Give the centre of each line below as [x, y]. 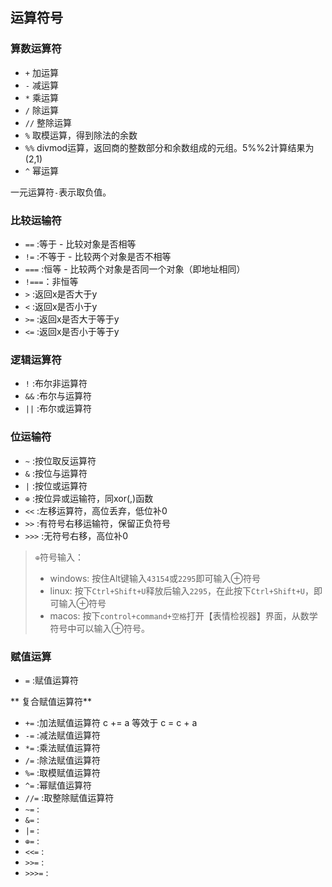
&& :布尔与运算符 [58, 396]
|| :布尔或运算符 [58, 409]
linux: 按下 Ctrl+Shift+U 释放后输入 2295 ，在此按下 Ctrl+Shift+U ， [181, 590]
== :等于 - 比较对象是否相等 [80, 244]
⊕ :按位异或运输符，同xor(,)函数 [89, 498]
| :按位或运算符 [56, 485]
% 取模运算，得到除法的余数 [81, 135]
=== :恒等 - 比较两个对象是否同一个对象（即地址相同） [135, 269]
